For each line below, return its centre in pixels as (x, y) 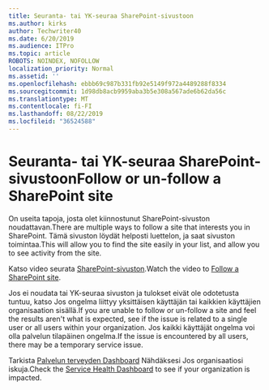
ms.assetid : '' (34, 76)
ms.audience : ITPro (41, 46)
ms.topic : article (39, 54)
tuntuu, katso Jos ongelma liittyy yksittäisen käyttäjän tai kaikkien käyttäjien (135, 302)
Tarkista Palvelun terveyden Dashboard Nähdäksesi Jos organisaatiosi (126, 360)
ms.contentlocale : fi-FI (50, 106)
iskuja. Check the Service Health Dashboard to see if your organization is (129, 369)
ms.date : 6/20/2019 (41, 39)
